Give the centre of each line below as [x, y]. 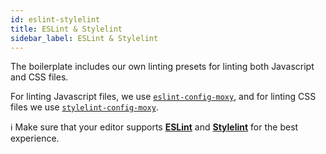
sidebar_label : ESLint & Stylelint [84, 38]
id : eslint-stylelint [55, 19]
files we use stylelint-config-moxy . [84, 107]
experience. [35, 138]
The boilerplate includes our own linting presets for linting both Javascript [162, 67]
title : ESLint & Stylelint [66, 29]
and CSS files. [39, 77]
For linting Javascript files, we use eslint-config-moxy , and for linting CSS [163, 97]
